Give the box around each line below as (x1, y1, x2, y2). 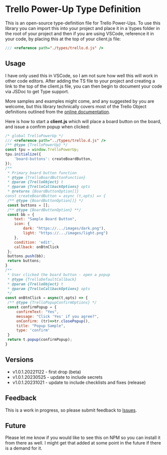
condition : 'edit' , (14, 240, 55, 245)
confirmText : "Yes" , (16, 309, 59, 314)
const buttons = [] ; (7, 203, 50, 208)
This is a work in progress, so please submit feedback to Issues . (5, 407, 137, 413)
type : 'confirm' (16, 328, 50, 333)
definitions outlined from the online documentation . (5, 109, 111, 115)
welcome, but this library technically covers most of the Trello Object (5, 103, 147, 109)
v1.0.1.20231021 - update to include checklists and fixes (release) (12, 379, 146, 385)
